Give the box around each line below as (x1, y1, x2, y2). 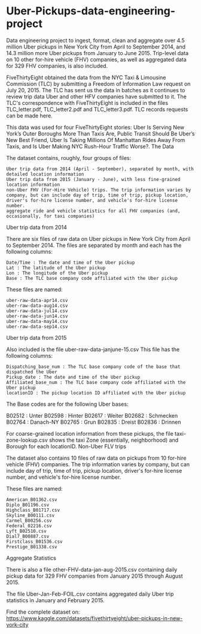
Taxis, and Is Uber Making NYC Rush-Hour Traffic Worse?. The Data (6, 143, 174, 150)
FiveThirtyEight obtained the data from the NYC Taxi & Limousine (6, 74, 166, 81)
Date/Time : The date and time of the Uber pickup (6, 259, 135, 265)
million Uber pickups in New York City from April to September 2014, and (6, 43, 186, 50)
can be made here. (6, 112, 53, 119)
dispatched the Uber (6, 369, 58, 375)
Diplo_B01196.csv (6, 502, 50, 508)
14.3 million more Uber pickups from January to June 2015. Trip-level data (6, 49, 189, 56)
